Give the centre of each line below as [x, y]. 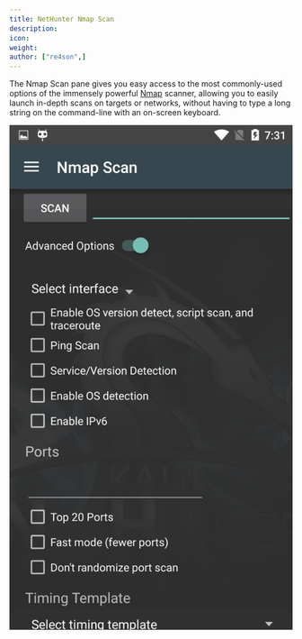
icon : [19, 38]
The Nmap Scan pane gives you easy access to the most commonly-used [146, 84]
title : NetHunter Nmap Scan [62, 19]
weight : [24, 48]
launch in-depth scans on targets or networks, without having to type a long [150, 103]
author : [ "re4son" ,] [48, 57]
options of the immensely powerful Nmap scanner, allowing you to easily [144, 94]
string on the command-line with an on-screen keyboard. [115, 113]
